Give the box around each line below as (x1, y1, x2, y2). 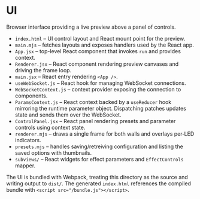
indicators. (14, 136, 41, 143)
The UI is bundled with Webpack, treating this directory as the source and (6, 173, 189, 180)
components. (14, 92, 48, 99)
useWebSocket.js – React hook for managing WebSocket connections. (14, 79, 187, 87)
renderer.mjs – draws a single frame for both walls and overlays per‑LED (14, 130, 195, 137)
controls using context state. (14, 124, 86, 131)
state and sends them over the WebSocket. (14, 111, 122, 118)
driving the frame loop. (14, 66, 72, 74)
